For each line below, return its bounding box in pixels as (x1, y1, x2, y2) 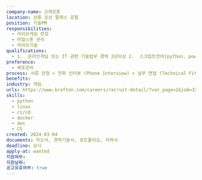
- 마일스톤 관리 (11, 37, 45, 43)
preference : (6, 59, 36, 65)
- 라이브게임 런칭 (11, 31, 49, 37)
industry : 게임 (6, 82, 42, 88)
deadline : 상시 (6, 142, 42, 149)
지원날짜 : (6, 160, 26, 166)
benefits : (6, 76, 31, 82)
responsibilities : (6, 25, 52, 32)
